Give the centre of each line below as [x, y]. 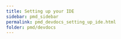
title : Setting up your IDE [40, 11]
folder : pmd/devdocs [31, 27]
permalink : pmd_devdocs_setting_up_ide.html [61, 22]
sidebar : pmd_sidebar [32, 17]
